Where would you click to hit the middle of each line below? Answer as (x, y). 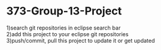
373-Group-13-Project (64, 11)
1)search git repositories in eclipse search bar (63, 28)
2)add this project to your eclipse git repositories (68, 34)
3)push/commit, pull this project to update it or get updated (81, 40)
